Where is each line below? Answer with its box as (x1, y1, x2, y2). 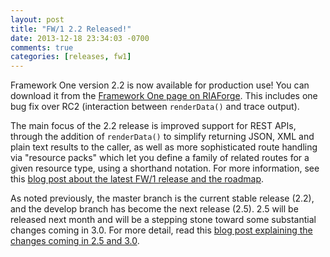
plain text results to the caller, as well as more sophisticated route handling (10, 141, 318, 153)
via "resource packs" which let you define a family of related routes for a (10, 152, 310, 164)
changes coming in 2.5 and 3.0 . (10, 235, 140, 247)
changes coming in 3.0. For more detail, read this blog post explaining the (10, 224, 313, 236)
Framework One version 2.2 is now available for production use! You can (10, 79, 310, 91)
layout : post (10, 14, 65, 25)
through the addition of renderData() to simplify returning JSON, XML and (10, 131, 315, 143)
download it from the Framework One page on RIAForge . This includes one (10, 90, 318, 102)
